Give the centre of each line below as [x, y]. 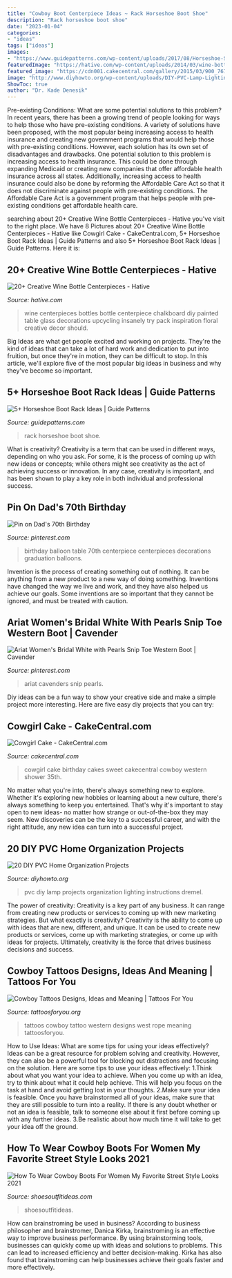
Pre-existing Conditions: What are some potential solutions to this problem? [115, 110]
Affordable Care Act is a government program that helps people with [105, 198]
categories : [24, 33]
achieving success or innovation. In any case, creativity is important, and [111, 471]
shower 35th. [43, 777]
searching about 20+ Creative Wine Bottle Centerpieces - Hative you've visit [116, 219]
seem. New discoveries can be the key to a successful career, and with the [114, 820]
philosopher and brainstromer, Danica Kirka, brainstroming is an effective [111, 1230]
